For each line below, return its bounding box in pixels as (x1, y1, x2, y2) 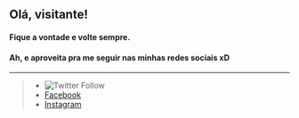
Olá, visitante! (9, 7, 89, 22)
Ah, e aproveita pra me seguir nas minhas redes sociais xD (9, 52, 230, 63)
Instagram (44, 99, 82, 110)
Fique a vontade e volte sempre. (9, 31, 131, 43)
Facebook (44, 90, 82, 100)
